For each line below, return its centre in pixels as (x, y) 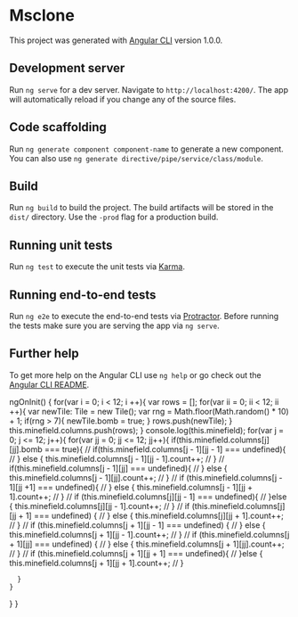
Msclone (42, 16)
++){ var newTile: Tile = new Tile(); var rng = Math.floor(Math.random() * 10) (149, 411)
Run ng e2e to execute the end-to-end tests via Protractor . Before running (144, 316)
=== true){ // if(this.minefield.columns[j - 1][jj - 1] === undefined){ (165, 449)
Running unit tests (61, 245)
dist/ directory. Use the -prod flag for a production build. (114, 217)
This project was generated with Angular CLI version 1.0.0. (116, 40)
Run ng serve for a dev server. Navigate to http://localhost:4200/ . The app (149, 89)
